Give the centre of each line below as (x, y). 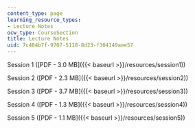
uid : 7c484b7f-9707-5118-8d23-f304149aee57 (70, 45)
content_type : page (35, 13)
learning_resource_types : (44, 20)
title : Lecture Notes (38, 39)
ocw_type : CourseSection (43, 33)
